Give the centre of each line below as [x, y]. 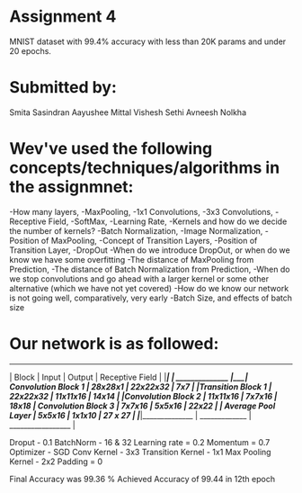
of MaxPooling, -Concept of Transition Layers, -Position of [149, 240]
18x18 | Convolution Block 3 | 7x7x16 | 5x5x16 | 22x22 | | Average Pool [142, 406]
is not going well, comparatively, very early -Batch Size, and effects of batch [151, 298]
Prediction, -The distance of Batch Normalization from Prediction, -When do [150, 269]
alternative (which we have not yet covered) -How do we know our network [149, 288]
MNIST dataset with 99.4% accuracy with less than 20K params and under [148, 41]
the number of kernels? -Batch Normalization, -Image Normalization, [136, 230]
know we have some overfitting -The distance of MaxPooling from [132, 259]
